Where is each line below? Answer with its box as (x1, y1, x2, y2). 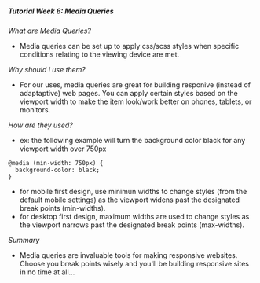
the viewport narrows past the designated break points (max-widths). (19, 220, 245, 230)
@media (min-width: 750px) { (8, 159, 104, 167)
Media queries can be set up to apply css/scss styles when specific (19, 41, 240, 50)
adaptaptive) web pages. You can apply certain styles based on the (19, 88, 238, 97)
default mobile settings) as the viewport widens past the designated (19, 195, 240, 204)
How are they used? (8, 120, 73, 130)
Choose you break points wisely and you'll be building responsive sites (19, 259, 250, 268)
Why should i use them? (8, 64, 86, 74)
